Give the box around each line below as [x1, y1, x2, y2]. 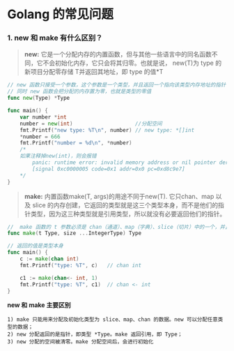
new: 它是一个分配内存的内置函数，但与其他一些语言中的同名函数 [24, 50, 212, 59]
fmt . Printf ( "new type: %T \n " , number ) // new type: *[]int [19, 126, 195, 133]
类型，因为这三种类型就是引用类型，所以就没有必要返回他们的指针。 [30, 209, 226, 218]
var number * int [19, 113, 68, 121]
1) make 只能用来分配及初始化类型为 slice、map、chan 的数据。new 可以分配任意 [7, 316, 218, 323]
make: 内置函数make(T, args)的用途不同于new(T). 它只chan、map [24, 192, 214, 200]
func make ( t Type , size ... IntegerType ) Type [7, 230, 141, 237]
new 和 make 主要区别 [7, 301, 71, 309]
